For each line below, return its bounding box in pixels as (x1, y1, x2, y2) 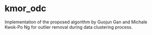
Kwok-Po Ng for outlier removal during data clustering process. (4, 24, 133, 30)
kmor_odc (4, 3, 46, 14)
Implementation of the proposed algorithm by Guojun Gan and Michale (4, 19, 148, 25)
